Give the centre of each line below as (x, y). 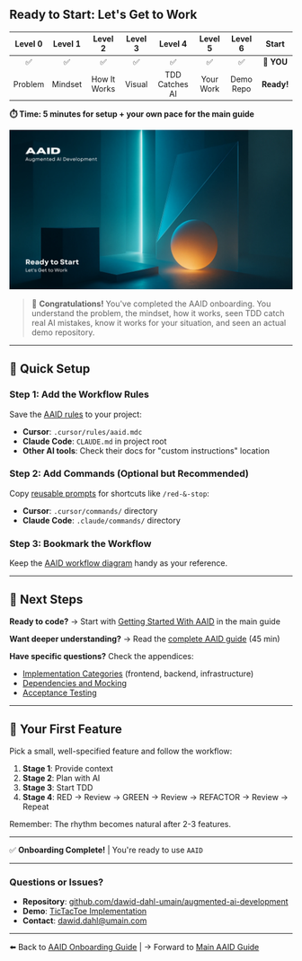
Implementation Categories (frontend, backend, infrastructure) (138, 674)
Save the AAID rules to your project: (75, 414)
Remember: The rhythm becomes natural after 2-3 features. (120, 824)
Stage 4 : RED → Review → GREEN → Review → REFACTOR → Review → (155, 797)
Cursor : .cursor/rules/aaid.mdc (82, 431)
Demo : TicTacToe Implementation (84, 912)
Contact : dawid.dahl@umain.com (84, 921)
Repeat (36, 807)
